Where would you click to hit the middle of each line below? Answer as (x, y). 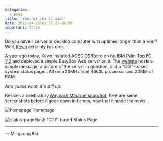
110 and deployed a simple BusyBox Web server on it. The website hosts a (79, 61)
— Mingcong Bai (22, 134)
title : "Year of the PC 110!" (36, 18)
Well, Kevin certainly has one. (34, 47)
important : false (23, 28)
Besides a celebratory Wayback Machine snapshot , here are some (71, 96)
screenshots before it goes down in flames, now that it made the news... (77, 101)
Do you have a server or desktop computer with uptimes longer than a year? (81, 41)
